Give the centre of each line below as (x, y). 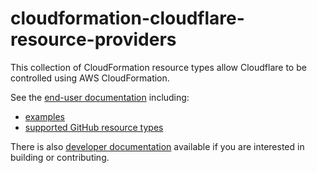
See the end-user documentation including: (100, 97)
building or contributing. (60, 157)
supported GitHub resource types (94, 127)
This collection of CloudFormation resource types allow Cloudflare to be (158, 67)
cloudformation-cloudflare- (127, 18)
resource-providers (93, 39)
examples (44, 116)
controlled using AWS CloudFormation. (90, 78)
